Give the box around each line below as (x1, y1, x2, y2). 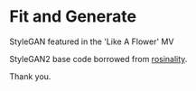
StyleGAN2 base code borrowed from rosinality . (9, 53, 188, 64)
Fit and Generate (9, 6, 137, 27)
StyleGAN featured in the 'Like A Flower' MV (9, 36, 174, 47)
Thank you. (9, 70, 51, 82)
